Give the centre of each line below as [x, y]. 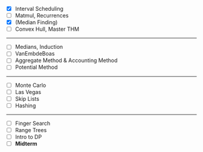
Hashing [25, 106]
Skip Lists [27, 98]
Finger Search [33, 123]
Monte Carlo [31, 85]
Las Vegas [28, 92]
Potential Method [36, 67]
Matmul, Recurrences [42, 16]
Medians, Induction [39, 47]
